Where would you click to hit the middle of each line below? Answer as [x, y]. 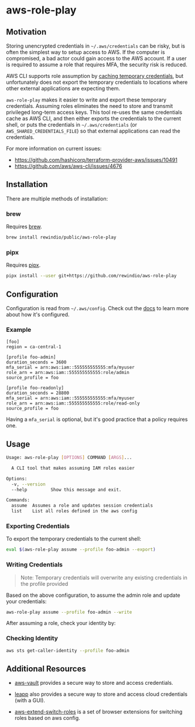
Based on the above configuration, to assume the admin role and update [93, 595]
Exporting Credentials [38, 526]
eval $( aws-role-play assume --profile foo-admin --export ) [81, 550]
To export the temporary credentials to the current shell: [74, 539]
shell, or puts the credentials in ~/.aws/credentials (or [72, 125]
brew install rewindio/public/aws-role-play [61, 237]
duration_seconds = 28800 [37, 393]
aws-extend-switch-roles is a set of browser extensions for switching [98, 712]
